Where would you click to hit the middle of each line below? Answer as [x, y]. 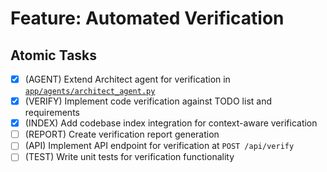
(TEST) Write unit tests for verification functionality [129, 157]
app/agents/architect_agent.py [90, 92]
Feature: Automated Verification [147, 18]
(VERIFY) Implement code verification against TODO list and [148, 101]
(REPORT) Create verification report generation [122, 134]
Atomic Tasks [54, 55]
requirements [52, 113]
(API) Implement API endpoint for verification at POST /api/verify [159, 146]
